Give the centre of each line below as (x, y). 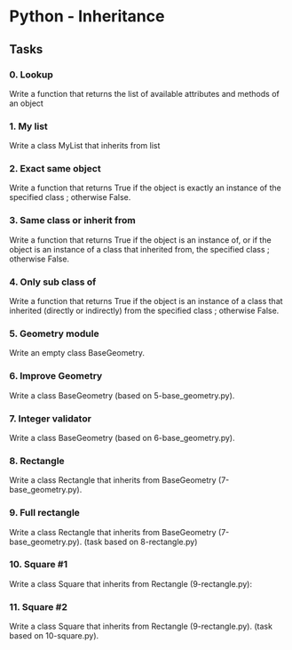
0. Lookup (31, 75)
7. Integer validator (50, 418)
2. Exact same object (55, 169)
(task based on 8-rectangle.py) (141, 542)
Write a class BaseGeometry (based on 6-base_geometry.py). (122, 437)
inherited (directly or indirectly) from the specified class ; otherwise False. (144, 311)
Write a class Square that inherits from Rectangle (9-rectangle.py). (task (141, 626)
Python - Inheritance (87, 16)
